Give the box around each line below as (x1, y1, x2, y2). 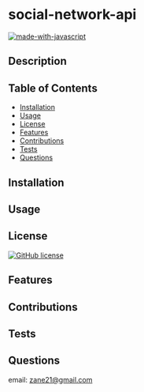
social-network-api (8, 6, 137, 24)
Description (8, 55, 67, 68)
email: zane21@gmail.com (8, 375, 93, 384)
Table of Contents (8, 81, 98, 95)
